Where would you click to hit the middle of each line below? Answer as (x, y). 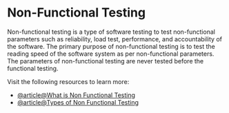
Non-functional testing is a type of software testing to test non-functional (111, 32)
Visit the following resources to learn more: (68, 81)
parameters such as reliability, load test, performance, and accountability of (115, 39)
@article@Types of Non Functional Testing (78, 102)
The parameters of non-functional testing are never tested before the (106, 61)
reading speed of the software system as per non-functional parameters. (111, 54)
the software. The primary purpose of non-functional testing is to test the (111, 46)
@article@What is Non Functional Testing (76, 95)
